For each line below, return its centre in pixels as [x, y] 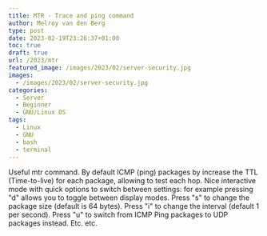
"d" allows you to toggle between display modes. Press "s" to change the [129, 198]
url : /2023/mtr [34, 61]
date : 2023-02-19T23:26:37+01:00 [64, 38]
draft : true [28, 53]
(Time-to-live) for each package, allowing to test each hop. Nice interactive [132, 181]
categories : [28, 90]
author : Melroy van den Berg [57, 23]
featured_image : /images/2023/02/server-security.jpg [100, 68]
